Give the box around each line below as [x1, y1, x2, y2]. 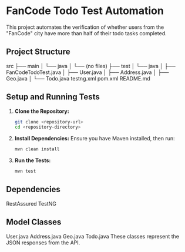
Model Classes [6, 217, 62, 227]
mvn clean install [14, 146, 60, 152]
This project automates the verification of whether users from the [6, 23, 164, 31]
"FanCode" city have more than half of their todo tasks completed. [6, 29, 167, 36]
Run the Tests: [14, 157, 51, 164]
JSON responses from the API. [6, 239, 80, 246]
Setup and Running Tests [6, 92, 100, 102]
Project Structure [6, 47, 70, 57]
